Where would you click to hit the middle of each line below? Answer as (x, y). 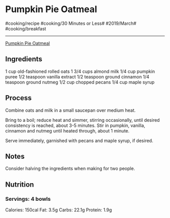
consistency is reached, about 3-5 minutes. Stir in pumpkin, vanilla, (75, 125)
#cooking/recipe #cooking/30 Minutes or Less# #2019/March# (71, 23)
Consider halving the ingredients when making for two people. (70, 168)
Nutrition (20, 184)
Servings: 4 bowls (28, 199)
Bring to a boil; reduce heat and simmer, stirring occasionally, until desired (83, 120)
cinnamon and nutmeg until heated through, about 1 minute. (68, 130)
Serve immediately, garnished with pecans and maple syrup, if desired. (79, 141)
